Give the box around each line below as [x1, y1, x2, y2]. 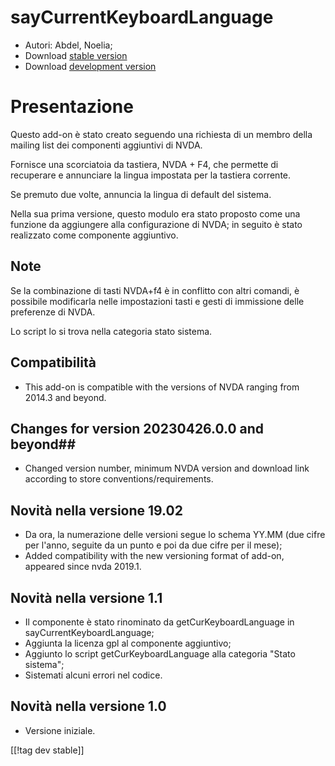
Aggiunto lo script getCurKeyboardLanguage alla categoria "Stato [24, 647, 296, 660]
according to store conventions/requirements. [24, 473, 214, 485]
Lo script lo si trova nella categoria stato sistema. [10, 325, 213, 337]
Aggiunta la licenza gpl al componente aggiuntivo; [24, 637, 232, 649]
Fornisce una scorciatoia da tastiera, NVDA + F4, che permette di [10, 158, 279, 170]
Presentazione [10, 96, 134, 118]
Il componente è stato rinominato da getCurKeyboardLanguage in [24, 616, 295, 628]
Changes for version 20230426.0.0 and [10, 420, 265, 437]
